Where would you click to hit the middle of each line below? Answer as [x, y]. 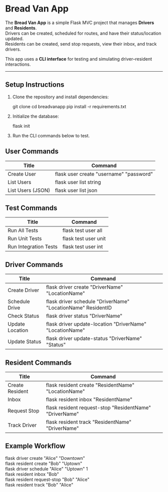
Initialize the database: [35, 116]
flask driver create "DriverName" [84, 287]
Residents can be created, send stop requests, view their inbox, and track [81, 44]
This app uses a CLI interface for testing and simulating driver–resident [79, 59]
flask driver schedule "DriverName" [88, 302]
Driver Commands [34, 264]
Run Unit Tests [25, 238]
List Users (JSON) [29, 190]
